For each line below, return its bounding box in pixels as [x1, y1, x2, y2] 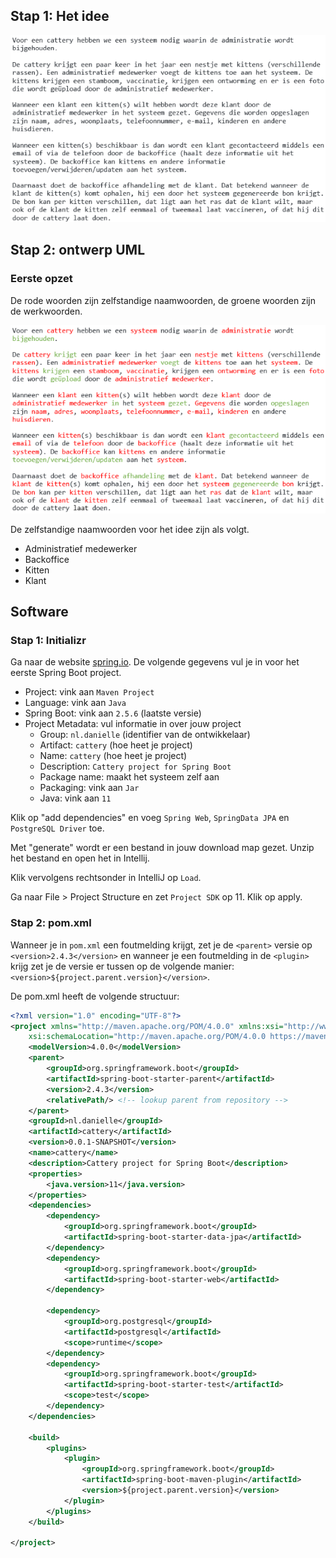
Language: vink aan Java [24, 697, 127, 709]
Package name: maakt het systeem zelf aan [39, 771, 220, 783]
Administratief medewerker [24, 542, 138, 554]
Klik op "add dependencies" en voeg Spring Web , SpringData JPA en [10, 812, 290, 824]
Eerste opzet [10, 272, 73, 286]
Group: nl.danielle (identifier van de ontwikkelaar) [39, 729, 251, 741]
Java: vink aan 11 [39, 792, 112, 804]
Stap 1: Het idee [10, 8, 110, 25]
